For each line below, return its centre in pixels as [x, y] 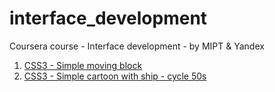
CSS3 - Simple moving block [83, 65]
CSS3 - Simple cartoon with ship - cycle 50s [115, 76]
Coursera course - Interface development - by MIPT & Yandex [137, 46]
